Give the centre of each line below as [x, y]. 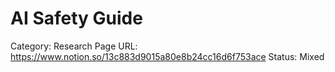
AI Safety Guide [76, 18]
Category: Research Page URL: [74, 46]
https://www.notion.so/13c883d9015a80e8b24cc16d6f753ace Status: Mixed [167, 56]
